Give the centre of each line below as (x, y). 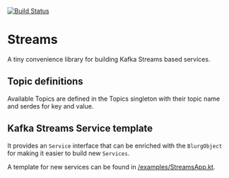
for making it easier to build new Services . (69, 153)
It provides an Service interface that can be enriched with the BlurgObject (115, 145)
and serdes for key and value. (51, 106)
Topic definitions (45, 82)
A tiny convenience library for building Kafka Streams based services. (109, 59)
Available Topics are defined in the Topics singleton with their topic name (114, 99)
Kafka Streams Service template (80, 129)
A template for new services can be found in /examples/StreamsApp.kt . (111, 167)
